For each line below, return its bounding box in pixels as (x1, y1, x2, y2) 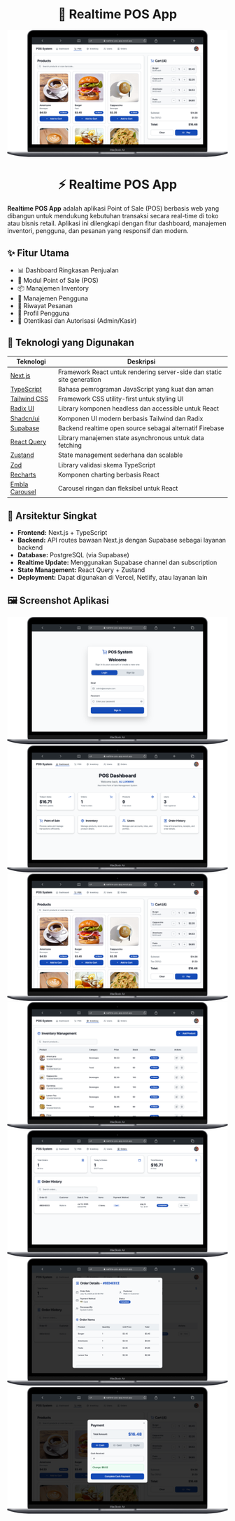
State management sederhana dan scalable (58, 451, 183, 459)
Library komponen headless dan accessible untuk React (58, 404, 219, 413)
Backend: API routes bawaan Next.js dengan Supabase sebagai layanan (17, 536, 226, 545)
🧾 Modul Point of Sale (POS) (17, 277, 99, 285)
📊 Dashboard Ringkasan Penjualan (17, 266, 119, 274)
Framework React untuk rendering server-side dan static (58, 368, 222, 376)
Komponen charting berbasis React (58, 470, 159, 479)
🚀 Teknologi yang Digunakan (7, 337, 135, 349)
